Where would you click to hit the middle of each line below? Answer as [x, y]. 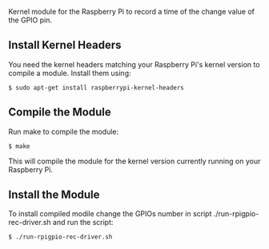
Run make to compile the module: [64, 131]
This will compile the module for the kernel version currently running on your [134, 161]
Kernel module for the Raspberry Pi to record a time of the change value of [131, 12]
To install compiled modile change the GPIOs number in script [110, 214]
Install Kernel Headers [65, 45]
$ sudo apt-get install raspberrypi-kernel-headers [96, 87]
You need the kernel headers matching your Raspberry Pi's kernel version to [134, 64]
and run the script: [83, 223]
